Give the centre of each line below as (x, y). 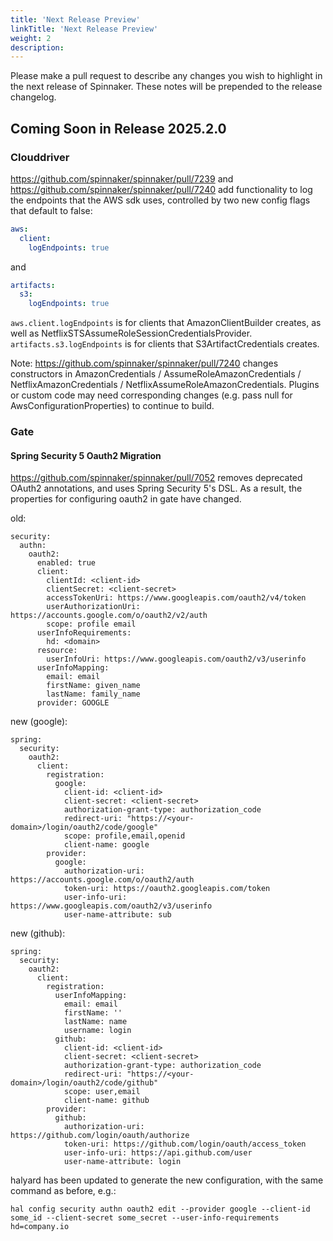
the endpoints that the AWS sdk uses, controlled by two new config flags (160, 200)
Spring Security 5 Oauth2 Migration (86, 455)
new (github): (38, 933)
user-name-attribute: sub (117, 915)
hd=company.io (40, 1227)
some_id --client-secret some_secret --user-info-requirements (145, 1218)
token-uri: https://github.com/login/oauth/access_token (185, 1144)
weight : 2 (31, 38)
